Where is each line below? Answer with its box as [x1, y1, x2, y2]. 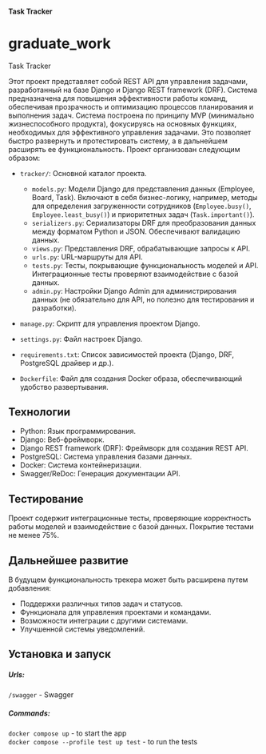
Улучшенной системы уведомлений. [19, 624, 145, 634]
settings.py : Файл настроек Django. [19, 334, 143, 343]
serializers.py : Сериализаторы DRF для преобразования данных [31, 218, 256, 227]
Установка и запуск [8, 648, 112, 661]
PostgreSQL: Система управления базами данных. [19, 452, 193, 462]
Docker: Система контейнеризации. [19, 460, 142, 470]
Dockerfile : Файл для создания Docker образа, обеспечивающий [19, 373, 242, 383]
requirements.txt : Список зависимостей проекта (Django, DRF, [19, 349, 234, 359]
